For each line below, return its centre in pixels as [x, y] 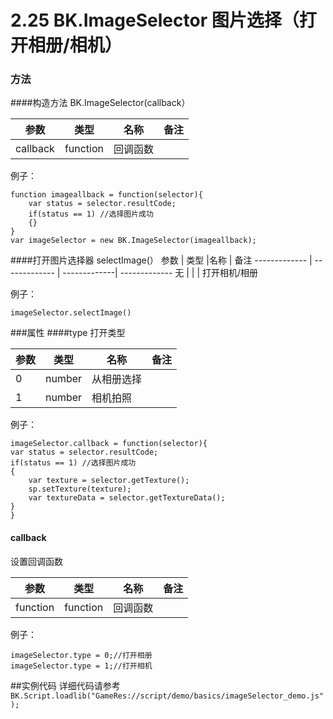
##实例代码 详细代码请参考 [65, 685]
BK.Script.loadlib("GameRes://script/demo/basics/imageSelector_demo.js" [167, 696]
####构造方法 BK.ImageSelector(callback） [100, 103]
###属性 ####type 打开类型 [68, 333]
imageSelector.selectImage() [71, 313]
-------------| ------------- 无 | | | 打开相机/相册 [160, 273]
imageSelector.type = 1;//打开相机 [81, 666]
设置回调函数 [36, 561]
